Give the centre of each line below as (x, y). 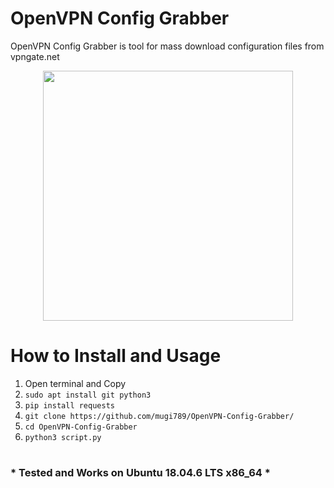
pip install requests (69, 405)
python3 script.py (63, 437)
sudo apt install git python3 (88, 395)
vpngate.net (35, 56)
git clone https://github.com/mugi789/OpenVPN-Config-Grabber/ (159, 416)
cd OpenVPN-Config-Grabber (81, 427)
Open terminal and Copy (75, 383)
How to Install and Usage (116, 356)
